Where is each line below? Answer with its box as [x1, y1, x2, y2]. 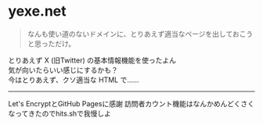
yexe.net [8, 2, 67, 20]
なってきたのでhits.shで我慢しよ [8, 109, 112, 118]
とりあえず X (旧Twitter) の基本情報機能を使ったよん [8, 55, 177, 65]
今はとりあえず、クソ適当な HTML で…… [8, 75, 139, 84]
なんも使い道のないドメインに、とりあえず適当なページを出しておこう [27, 29, 254, 38]
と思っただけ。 [27, 38, 76, 48]
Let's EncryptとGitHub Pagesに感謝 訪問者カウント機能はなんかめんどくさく [8, 98, 255, 108]
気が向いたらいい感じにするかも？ [8, 65, 119, 74]
